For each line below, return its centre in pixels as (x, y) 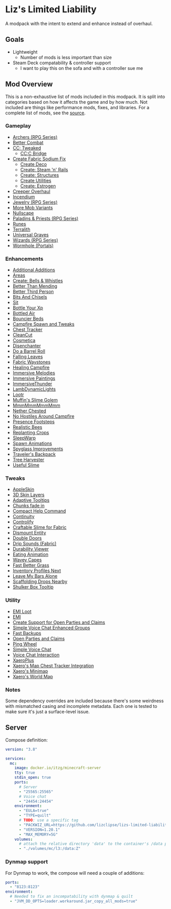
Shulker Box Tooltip (33, 587)
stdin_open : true (33, 778)
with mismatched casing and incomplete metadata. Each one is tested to (81, 706)
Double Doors (27, 538)
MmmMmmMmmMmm (36, 406)
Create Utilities (36, 180)
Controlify (23, 522)
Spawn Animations (32, 444)
